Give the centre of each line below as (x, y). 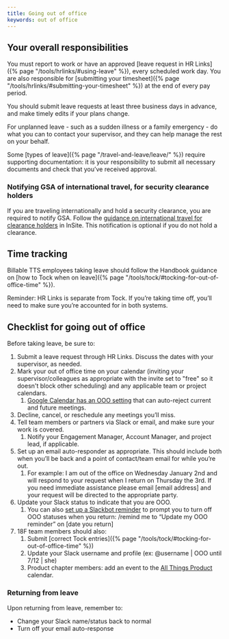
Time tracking (38, 254)
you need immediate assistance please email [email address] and (119, 488)
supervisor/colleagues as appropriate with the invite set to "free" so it (115, 379)
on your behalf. (28, 142)
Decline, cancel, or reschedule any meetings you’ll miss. (96, 415)
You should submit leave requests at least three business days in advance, (112, 106)
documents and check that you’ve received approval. (82, 169)
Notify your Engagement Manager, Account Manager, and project (119, 437)
